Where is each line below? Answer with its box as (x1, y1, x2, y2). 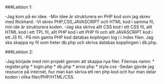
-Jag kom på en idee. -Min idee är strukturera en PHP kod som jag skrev (5, 14, 151, 19)
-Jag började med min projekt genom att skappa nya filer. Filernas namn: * (5, 59, 155, 64)
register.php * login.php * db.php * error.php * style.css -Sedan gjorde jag (5, 63, 155, 69)
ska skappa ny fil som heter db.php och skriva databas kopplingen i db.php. (5, 40, 158, 45)
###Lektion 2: (5, 49, 33, 55)
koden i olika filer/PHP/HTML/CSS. (5, 74, 75, 80)
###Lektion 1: (5, 4, 33, 10)
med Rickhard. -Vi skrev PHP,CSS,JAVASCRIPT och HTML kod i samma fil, (5, 19, 155, 24)
